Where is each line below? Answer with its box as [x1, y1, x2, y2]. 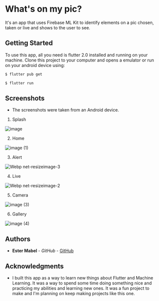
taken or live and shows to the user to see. [5, 24, 90, 30]
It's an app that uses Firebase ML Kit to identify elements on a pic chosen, [5, 20, 154, 25]
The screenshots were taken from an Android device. [12, 107, 119, 113]
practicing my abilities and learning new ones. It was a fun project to [12, 285, 150, 291]
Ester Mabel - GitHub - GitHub [12, 248, 74, 254]
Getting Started [5, 39, 53, 47]
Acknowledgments [5, 262, 64, 270]
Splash [12, 116, 26, 123]
